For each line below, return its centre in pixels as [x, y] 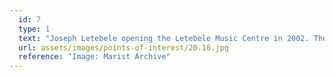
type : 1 [34, 29]
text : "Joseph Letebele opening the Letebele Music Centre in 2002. [164, 38]
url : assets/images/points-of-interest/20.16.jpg [123, 47]
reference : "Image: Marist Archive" [94, 57]
